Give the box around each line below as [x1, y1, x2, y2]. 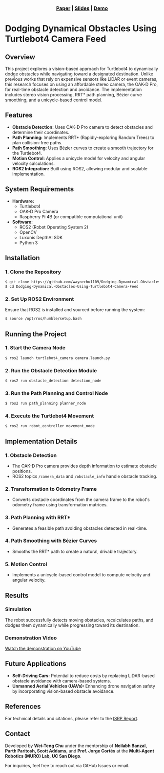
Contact [5, 729, 30, 738]
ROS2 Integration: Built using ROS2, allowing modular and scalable [12, 165, 148, 171]
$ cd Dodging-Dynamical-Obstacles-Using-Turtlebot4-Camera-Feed [5, 284, 139, 289]
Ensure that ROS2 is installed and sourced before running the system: [5, 307, 145, 313]
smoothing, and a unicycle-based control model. [5, 97, 102, 103]
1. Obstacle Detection [5, 452, 57, 458]
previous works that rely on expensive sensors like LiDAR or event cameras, [5, 76, 158, 82]
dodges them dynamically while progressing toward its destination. [5, 622, 140, 628]
